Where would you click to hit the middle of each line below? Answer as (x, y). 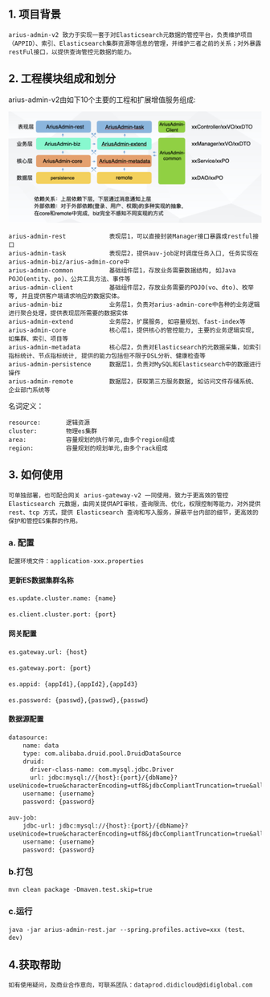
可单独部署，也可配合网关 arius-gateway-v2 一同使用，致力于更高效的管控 (119, 495)
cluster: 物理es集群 (53, 431)
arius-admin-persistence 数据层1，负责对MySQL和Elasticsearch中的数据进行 (135, 365)
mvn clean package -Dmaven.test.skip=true (80, 890)
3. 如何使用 (36, 475)
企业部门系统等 (29, 390)
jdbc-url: (39, 826)
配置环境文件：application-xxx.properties (76, 562)
